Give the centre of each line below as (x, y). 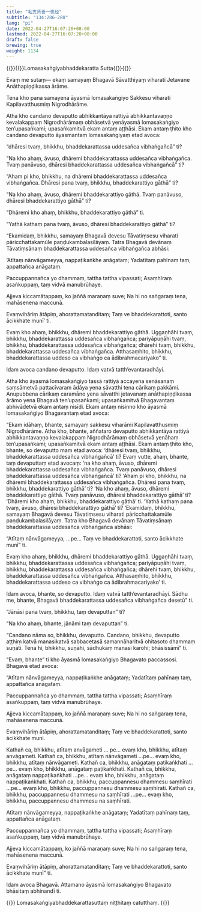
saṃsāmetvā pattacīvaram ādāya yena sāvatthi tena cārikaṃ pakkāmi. (93, 387)
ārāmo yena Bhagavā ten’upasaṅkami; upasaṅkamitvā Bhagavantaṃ (91, 400)
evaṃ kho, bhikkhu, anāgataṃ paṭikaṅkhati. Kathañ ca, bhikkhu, (97, 769)
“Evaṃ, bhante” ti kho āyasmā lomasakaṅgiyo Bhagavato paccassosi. (92, 660)
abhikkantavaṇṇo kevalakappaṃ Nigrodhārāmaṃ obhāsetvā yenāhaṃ (92, 437)
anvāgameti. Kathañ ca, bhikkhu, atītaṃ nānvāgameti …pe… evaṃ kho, (94, 756)
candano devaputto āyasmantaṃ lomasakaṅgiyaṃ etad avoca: (83, 135)
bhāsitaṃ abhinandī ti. (34, 891)
